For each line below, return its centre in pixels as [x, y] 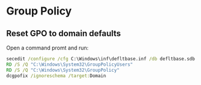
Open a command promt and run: [48, 48]
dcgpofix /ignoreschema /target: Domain [56, 76]
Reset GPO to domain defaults [64, 33]
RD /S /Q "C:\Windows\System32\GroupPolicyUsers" [70, 65]
